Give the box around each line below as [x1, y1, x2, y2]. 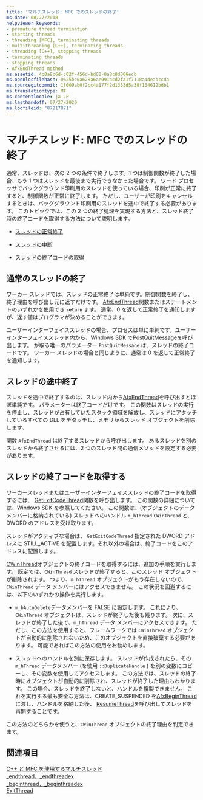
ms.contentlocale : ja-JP [6, 94, 69, 100]
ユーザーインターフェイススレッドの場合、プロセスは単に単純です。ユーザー [6, 326, 196, 334]
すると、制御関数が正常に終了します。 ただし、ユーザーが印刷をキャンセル [6, 192, 193, 199]
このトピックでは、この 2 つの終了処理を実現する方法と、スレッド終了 [18, 207, 194, 215]
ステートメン [165, 298, 198, 306]
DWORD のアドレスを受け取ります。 [6, 519, 97, 526]
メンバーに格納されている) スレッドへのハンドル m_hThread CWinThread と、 [6, 511, 193, 519]
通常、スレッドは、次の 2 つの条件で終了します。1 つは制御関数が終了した [6, 170, 191, 177]
